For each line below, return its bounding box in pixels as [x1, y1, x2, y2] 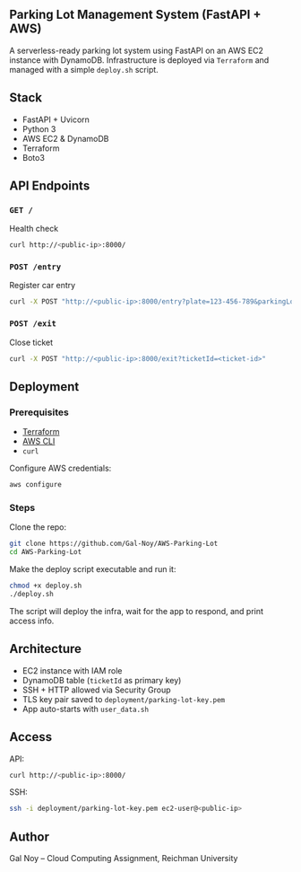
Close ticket [9, 337, 54, 348]
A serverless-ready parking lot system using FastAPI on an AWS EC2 [9, 45, 264, 56]
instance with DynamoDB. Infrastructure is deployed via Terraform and [9, 54, 270, 66]
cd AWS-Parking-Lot [9, 548, 82, 557]
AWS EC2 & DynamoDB [21, 133, 109, 144]
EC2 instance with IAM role [21, 665, 123, 676]
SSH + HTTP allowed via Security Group [21, 684, 171, 695]
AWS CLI [21, 436, 56, 447]
